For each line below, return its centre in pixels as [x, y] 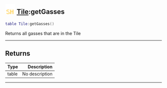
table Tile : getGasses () [30, 24]
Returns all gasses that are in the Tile [43, 33]
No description [37, 74]
